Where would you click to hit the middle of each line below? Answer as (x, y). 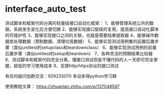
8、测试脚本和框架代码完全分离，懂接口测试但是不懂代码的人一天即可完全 (79, 59)
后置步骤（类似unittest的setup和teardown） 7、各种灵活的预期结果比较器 (79, 53)
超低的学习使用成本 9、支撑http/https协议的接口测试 (66, 66)
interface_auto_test (46, 9)
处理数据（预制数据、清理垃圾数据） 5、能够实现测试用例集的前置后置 (84, 41)
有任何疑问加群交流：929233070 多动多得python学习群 (61, 76)
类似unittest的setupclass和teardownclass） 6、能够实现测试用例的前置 (85, 47)
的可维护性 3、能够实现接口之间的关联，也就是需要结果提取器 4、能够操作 (80, 35)
